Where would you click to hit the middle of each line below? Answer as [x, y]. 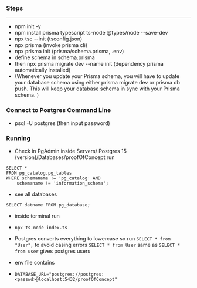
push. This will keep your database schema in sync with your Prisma [97, 89]
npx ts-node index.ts [41, 228]
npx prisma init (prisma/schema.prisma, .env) [69, 52]
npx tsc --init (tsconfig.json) [48, 39]
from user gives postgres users [52, 251]
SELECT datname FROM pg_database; [48, 205]
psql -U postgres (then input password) [62, 123]
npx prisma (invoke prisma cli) [51, 45]
